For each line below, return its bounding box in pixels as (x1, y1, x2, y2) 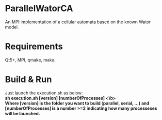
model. (5, 24, 19, 30)
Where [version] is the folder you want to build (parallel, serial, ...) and (5, 100, 149, 106)
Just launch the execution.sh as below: (5, 90, 83, 96)
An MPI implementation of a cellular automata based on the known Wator (5, 19, 151, 25)
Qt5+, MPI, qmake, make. (5, 57, 56, 63)
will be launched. (5, 110, 40, 116)
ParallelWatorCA (5, 3, 73, 14)
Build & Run (5, 74, 52, 85)
